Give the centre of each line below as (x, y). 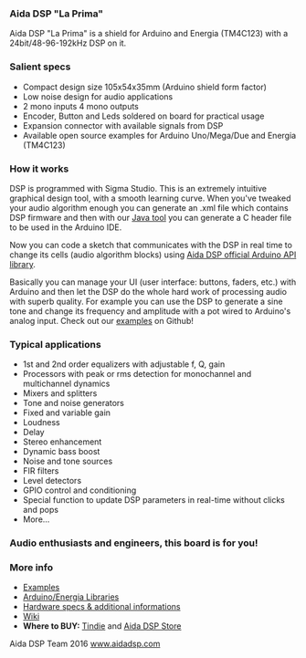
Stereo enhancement (62, 442)
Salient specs (40, 67)
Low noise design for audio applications (98, 96)
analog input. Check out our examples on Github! (101, 320)
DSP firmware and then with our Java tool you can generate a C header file (151, 217)
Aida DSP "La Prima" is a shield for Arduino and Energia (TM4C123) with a (149, 34)
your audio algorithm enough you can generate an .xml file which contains (149, 207)
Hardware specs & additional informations (101, 607)
